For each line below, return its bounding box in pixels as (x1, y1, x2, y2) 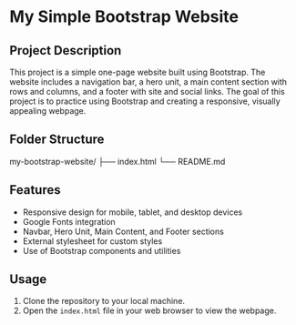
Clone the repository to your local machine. (22, 296, 185, 307)
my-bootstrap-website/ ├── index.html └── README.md (9, 156, 226, 167)
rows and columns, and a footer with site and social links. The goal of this (9, 86, 285, 96)
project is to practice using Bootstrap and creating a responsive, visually (9, 96, 281, 107)
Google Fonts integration (22, 216, 116, 227)
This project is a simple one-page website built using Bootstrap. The (9, 66, 266, 77)
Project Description (9, 43, 122, 58)
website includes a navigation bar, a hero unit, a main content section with (9, 76, 288, 87)
